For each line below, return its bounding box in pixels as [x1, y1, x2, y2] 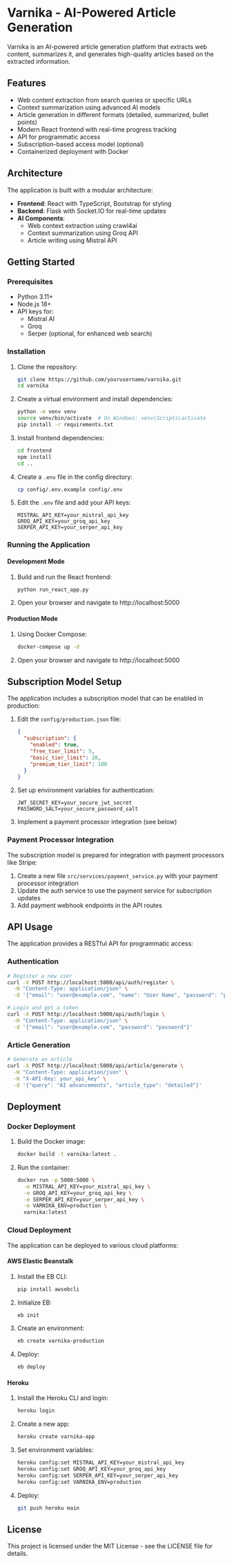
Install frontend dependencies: [17, 433, 105, 442]
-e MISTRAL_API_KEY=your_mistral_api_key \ [23, 1183, 151, 1190]
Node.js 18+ [17, 300, 52, 308]
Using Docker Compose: [17, 629, 88, 638]
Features [7, 78, 46, 89]
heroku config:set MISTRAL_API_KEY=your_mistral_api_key [17, 1459, 185, 1467]
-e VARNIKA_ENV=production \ [23, 1203, 108, 1210]
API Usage [7, 921, 53, 933]
